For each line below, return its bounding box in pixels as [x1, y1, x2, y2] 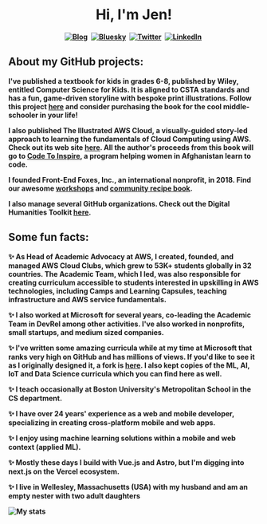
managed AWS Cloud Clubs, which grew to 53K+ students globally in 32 [8, 261, 253, 270]
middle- [222, 101, 250, 111]
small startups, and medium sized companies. [8, 327, 165, 337]
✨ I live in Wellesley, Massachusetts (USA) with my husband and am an [8, 482, 249, 491]
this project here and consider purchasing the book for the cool [8, 101, 222, 111]
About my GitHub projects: [8, 55, 144, 69]
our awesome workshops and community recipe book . [8, 183, 193, 193]
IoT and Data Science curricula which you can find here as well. [8, 368, 222, 378]
